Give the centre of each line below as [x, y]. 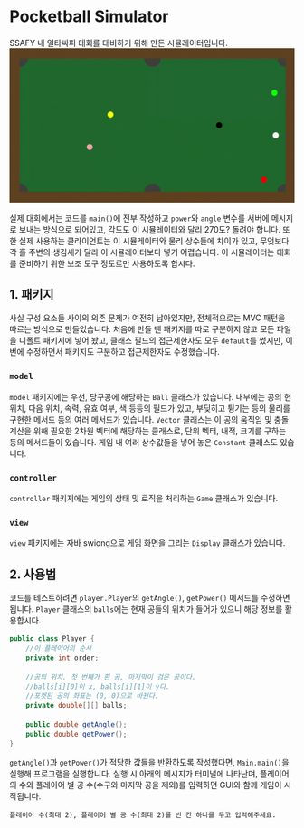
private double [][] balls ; [76, 706]
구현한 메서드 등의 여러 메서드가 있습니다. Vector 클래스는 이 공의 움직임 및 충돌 [149, 419]
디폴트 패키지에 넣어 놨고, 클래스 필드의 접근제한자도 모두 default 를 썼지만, [151, 340]
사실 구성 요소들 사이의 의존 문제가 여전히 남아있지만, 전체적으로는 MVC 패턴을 [147, 318]
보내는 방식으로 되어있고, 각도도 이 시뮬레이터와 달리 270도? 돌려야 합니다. [149, 229]
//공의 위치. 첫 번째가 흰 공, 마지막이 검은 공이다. [111, 677]
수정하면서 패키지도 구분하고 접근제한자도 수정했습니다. [123, 352]
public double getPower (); [76, 734]
